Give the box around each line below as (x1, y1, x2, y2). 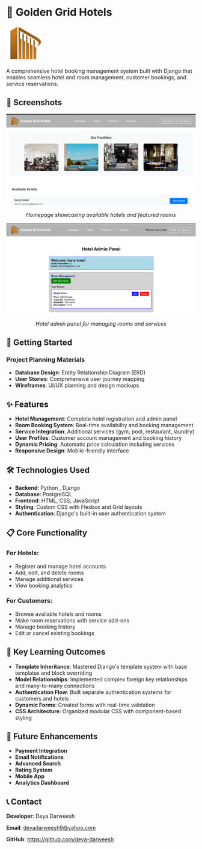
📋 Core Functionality (6, 528, 87, 538)
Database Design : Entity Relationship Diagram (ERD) (14, 369, 146, 376)
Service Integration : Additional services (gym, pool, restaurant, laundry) (14, 428, 195, 435)
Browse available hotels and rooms (14, 610, 102, 618)
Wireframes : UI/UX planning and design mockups (14, 382, 139, 389)
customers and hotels (14, 695, 69, 702)
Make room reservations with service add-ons (14, 616, 130, 624)
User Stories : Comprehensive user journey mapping (14, 376, 145, 383)
